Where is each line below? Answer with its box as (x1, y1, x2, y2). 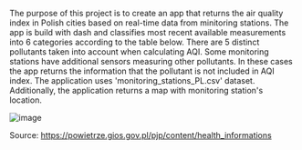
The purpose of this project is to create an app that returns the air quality (9, 8, 284, 18)
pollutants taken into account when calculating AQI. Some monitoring (9, 46, 269, 57)
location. (9, 95, 43, 105)
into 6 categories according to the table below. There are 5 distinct (9, 36, 260, 47)
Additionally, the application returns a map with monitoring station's (9, 85, 264, 95)
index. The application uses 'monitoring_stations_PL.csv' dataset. (9, 75, 255, 85)
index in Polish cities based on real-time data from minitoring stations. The (9, 17, 289, 28)
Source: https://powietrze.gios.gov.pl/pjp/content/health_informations (9, 130, 272, 140)
